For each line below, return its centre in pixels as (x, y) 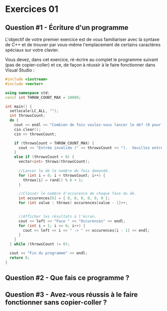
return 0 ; (20, 258)
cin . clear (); (28, 129)
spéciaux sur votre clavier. (32, 50)
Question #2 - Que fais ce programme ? (67, 278)
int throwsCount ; (28, 116)
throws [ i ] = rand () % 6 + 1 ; (53, 180)
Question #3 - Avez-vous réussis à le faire (72, 295)
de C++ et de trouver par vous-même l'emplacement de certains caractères (83, 45)
